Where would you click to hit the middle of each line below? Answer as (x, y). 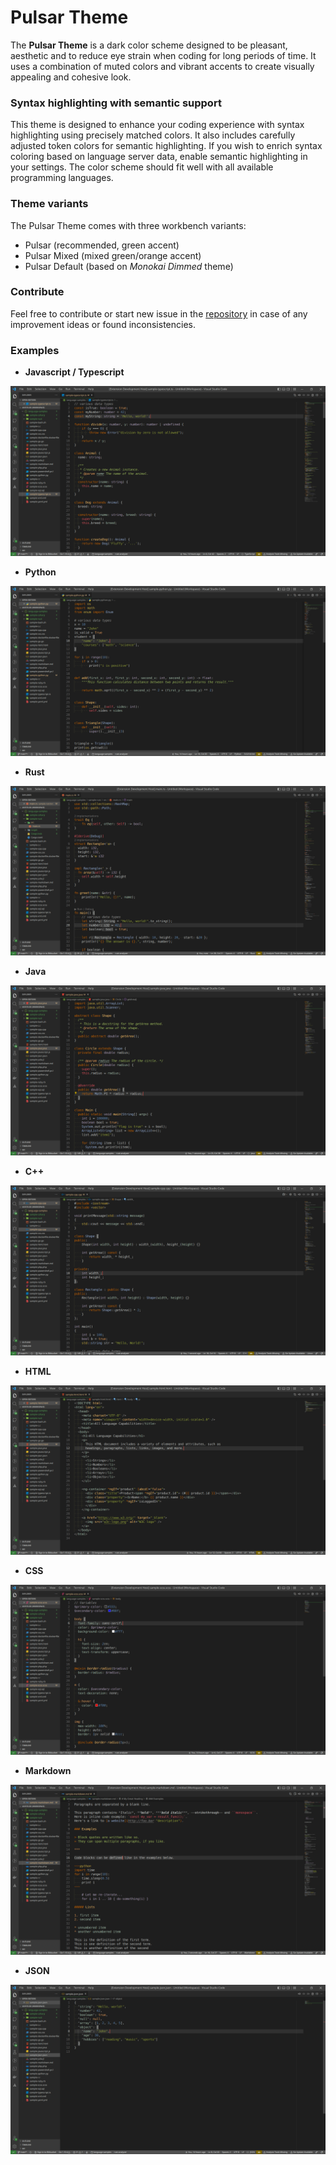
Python (40, 572)
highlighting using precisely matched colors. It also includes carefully (153, 135)
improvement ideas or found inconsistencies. (103, 324)
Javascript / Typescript (74, 372)
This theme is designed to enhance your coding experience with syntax (157, 125)
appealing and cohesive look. (71, 77)
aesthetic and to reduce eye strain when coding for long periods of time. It (163, 55)
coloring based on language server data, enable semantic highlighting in (159, 157)
